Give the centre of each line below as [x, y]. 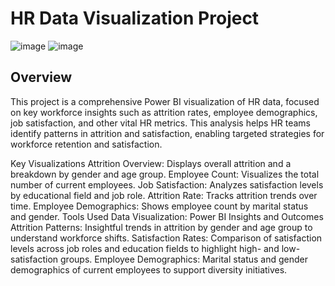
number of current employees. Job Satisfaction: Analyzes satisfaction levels [167, 184]
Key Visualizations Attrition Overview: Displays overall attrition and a [151, 163]
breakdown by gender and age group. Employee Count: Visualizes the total [165, 174]
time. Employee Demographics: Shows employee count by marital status [159, 206]
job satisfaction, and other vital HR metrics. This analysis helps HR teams [161, 123]
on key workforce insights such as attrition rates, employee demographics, [164, 112]
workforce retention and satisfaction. [86, 144]
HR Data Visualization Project [135, 18]
